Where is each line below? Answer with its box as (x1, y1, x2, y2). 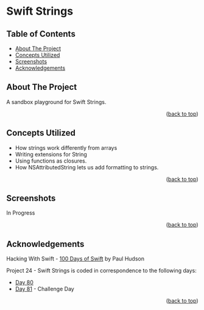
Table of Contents (6, 29, 76, 39)
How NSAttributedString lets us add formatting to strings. (15, 163, 159, 171)
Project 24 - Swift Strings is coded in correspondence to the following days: (6, 267, 197, 275)
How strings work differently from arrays (15, 144, 118, 151)
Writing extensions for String (15, 150, 87, 158)
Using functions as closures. (15, 157, 87, 164)
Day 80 (15, 279, 33, 286)
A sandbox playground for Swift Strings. (6, 98, 107, 105)
